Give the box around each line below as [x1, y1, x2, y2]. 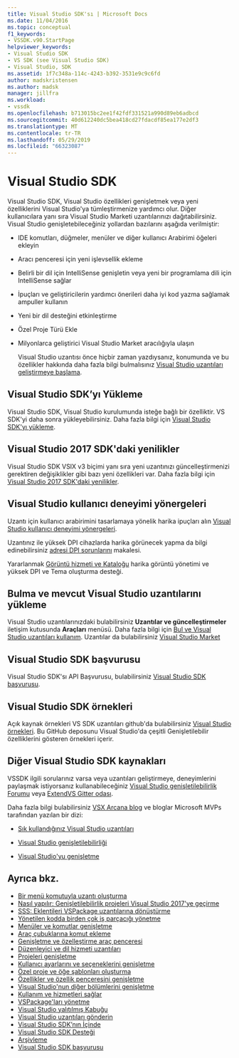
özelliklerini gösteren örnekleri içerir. [7, 734, 115, 743]
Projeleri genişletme [17, 952, 77, 960]
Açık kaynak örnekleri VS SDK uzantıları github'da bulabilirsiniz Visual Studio [7, 719, 232, 728]
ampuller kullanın [17, 298, 68, 306]
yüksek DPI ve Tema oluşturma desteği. [7, 567, 124, 575]
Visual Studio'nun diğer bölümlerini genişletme [17, 982, 154, 990]
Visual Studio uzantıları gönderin [17, 1012, 113, 1021]
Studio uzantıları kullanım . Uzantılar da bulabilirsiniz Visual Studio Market [7, 633, 221, 641]
